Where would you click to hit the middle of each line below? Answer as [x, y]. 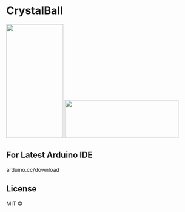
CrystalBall [35, 11]
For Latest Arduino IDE [49, 155]
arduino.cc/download [33, 169]
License [22, 189]
